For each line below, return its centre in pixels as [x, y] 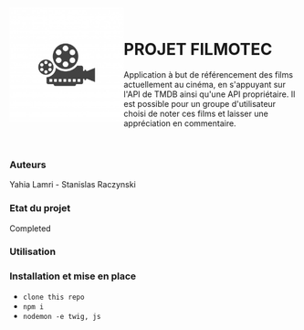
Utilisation [33, 251]
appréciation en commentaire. [180, 123]
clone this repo [53, 297]
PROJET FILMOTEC [198, 50]
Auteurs [28, 165]
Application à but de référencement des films [209, 74]
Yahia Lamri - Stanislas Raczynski [73, 185]
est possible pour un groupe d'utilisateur [200, 103]
